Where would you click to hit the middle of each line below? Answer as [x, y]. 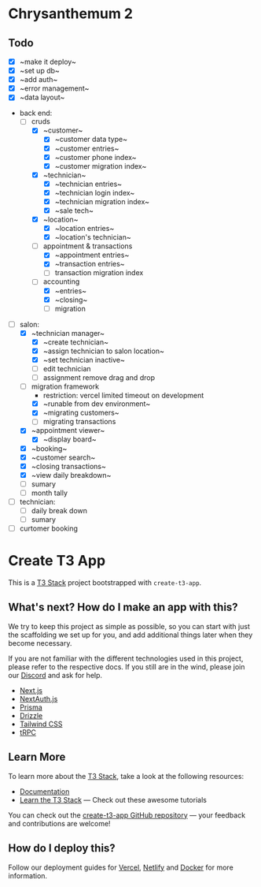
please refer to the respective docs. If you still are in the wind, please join [127, 666]
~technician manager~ [68, 333]
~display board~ [70, 439]
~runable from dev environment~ [97, 404]
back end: [36, 113]
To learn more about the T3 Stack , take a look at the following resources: [126, 776]
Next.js [31, 690]
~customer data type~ [91, 140]
